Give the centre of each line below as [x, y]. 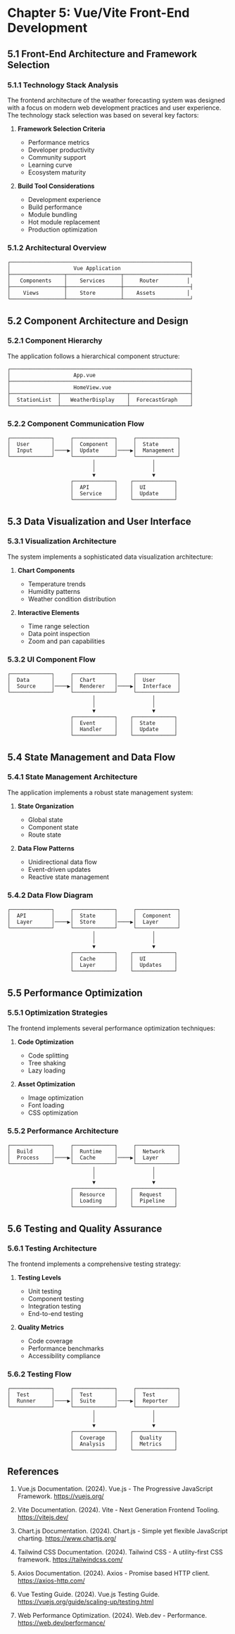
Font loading [46, 1105]
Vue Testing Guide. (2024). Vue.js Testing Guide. [88, 1594]
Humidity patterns [54, 591]
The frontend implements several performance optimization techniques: [112, 1028]
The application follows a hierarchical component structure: [94, 356]
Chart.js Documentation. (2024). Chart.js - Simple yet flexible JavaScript [122, 1531]
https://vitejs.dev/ [43, 1517]
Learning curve [50, 165]
